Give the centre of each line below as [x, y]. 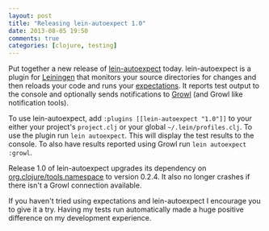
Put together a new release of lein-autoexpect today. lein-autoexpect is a [130, 68]
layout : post [30, 16]
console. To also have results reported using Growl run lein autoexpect [128, 144]
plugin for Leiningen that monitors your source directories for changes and [132, 77]
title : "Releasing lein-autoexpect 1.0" [78, 23]
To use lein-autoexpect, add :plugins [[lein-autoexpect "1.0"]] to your [130, 118]
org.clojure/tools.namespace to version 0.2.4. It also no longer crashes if [129, 177]
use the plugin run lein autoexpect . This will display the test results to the [131, 136]
